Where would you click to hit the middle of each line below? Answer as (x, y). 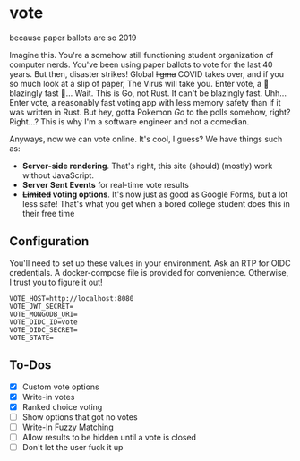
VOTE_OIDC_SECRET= (43, 329)
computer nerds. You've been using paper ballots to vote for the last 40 (141, 64)
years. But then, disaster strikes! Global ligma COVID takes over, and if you (147, 73)
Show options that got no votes (80, 417)
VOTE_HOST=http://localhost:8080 (72, 298)
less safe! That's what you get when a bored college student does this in (156, 203)
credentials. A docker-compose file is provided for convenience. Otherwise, (149, 272)
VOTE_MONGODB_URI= (43, 314)
